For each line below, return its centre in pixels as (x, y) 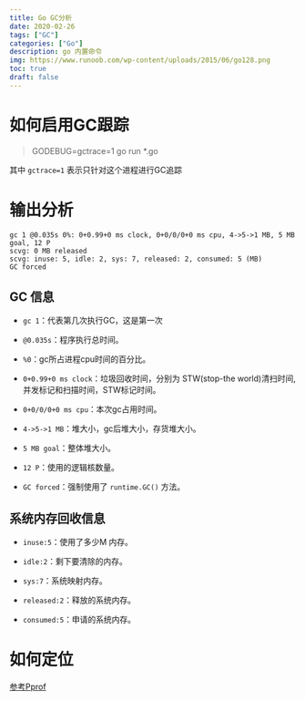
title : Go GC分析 (41, 18)
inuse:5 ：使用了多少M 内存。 (78, 542)
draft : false (34, 77)
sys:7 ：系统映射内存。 (65, 581)
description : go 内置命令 (56, 52)
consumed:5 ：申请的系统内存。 (79, 620)
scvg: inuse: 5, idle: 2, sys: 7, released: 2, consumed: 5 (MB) (136, 259)
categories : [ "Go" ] (46, 43)
